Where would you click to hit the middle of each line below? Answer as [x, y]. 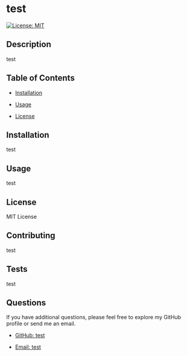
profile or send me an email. [41, 324]
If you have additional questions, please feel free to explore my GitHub [94, 317]
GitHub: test [30, 335]
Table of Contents [41, 78]
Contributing [31, 235]
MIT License [22, 217]
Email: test [28, 347]
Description [29, 44]
